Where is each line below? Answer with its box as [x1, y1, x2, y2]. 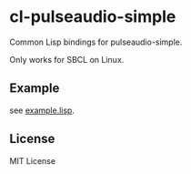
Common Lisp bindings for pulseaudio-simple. [9, 36, 183, 47]
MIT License [9, 155, 56, 166]
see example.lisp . [9, 105, 75, 116]
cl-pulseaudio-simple [9, 6, 176, 27]
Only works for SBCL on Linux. [9, 54, 125, 65]
